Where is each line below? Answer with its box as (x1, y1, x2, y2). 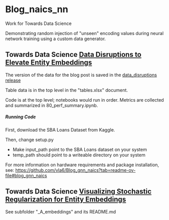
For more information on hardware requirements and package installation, (5, 162, 159, 168)
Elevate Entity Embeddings (5, 58, 92, 67)
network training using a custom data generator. (5, 36, 106, 42)
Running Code (5, 114, 37, 120)
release (5, 77, 21, 83)
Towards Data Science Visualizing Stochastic (5, 187, 152, 196)
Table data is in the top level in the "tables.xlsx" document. (5, 87, 128, 93)
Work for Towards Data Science (5, 20, 72, 26)
